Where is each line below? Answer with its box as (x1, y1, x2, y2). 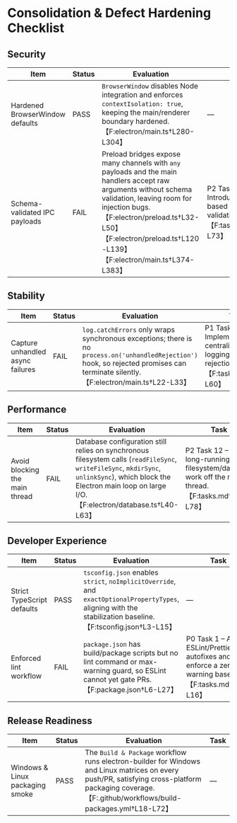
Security (7, 48, 46, 60)
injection (102, 202, 130, 212)
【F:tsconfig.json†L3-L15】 (83, 622, 176, 632)
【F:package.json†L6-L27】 (83, 685, 178, 695)
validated (11, 207, 42, 217)
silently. (115, 367, 142, 376)
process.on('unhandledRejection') (82, 351, 198, 359)
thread (11, 491, 33, 501)
